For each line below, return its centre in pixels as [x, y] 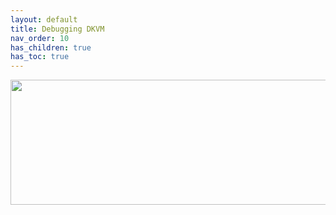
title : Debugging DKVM [57, 29]
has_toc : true [40, 57]
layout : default [44, 19]
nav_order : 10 [40, 38]
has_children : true [51, 47]
